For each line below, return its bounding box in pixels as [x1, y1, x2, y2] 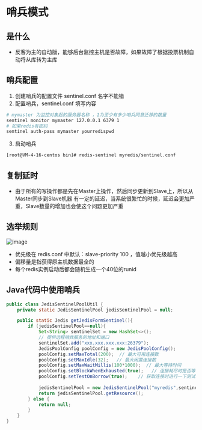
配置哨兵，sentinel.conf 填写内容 [14, 100, 97, 107]
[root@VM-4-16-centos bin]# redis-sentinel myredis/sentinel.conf [6, 152, 176, 158]
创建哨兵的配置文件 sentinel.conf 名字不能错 [14, 92, 124, 99]
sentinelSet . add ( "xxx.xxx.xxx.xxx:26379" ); [38, 340, 149, 346]
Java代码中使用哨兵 [6, 285, 80, 295]
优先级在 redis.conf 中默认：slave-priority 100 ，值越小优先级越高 [14, 250, 178, 257]
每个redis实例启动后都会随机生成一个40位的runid [14, 265, 137, 272]
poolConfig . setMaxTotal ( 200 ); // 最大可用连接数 [38, 351, 159, 357]
